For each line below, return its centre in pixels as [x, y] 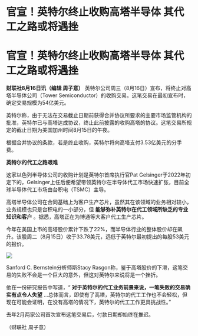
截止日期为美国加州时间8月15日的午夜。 [65, 130]
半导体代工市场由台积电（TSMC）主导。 [60, 189]
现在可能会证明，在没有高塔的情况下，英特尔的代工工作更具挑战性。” [89, 302]
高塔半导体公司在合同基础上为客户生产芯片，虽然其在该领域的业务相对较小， [99, 202]
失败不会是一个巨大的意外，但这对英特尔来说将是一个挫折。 [88, 275]
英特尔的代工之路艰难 [32, 162]
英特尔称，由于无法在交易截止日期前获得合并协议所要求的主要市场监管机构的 [99, 115]
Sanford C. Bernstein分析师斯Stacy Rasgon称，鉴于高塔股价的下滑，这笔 [95, 268]
